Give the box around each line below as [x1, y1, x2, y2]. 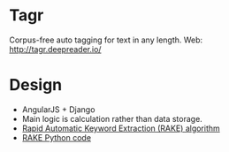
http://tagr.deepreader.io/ [9, 43, 102, 54]
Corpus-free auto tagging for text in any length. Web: [9, 34, 203, 45]
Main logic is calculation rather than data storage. [21, 113, 203, 124]
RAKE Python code [21, 132, 91, 142]
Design [9, 75, 63, 95]
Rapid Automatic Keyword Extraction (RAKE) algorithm [21, 123, 221, 133]
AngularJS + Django [21, 103, 95, 115]
